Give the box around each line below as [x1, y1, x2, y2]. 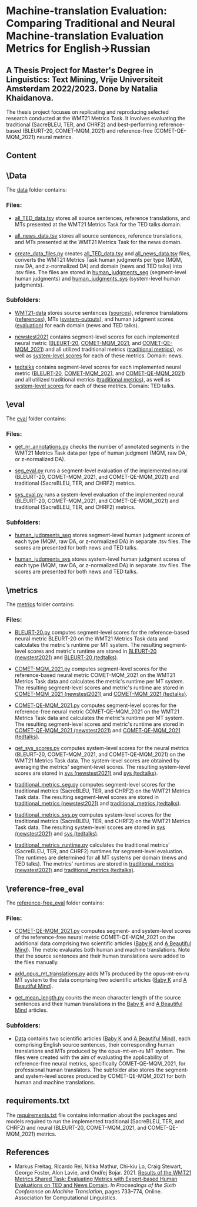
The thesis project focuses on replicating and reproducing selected [6, 108, 169, 116]
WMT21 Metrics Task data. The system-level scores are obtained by [14, 757, 180, 764]
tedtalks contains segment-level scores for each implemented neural [14, 363, 182, 370]
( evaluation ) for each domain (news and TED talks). [14, 321, 139, 328]
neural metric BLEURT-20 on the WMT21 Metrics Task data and [14, 635, 169, 642]
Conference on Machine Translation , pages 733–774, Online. [14, 1188, 162, 1195]
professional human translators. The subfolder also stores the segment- [14, 1066, 189, 1073]
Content [6, 150, 37, 160]
